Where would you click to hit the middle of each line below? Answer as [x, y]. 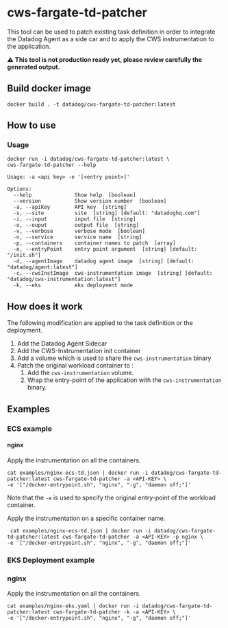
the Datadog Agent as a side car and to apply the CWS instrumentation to [111, 38]
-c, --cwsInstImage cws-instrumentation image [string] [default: [113, 273]
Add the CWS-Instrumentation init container [79, 351]
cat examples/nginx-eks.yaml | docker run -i [73, 606]
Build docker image [49, 88]
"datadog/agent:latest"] [42, 267]
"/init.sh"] [24, 256]
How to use [31, 125]
